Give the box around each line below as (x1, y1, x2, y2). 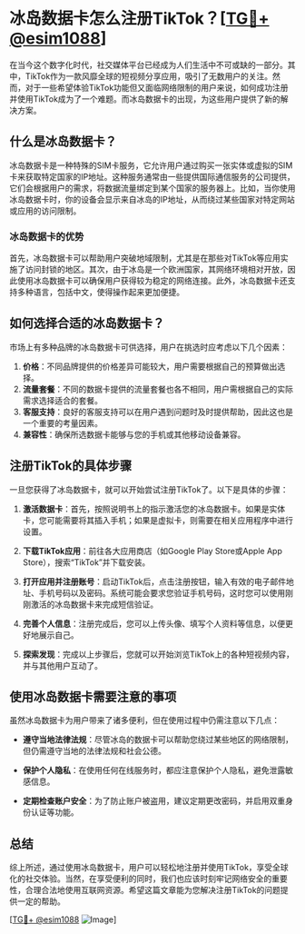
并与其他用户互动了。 (22, 660, 103, 671)
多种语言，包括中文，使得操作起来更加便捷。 (16, 287, 184, 298)
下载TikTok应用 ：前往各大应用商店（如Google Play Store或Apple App (22, 545, 283, 556)
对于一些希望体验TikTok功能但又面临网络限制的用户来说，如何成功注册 (25, 82, 289, 93)
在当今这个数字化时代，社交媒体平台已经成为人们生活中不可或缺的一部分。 (9, 59, 288, 70)
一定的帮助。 (16, 896, 65, 907)
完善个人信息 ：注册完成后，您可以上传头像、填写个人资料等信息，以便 (22, 618, 286, 629)
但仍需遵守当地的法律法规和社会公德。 (22, 746, 166, 757)
